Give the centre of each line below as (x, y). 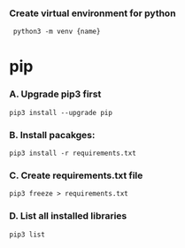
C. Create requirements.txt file (76, 175)
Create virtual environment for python (92, 13)
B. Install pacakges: (52, 135)
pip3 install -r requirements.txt (73, 153)
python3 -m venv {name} (57, 32)
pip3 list (27, 234)
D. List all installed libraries (68, 216)
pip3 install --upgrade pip (61, 112)
